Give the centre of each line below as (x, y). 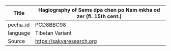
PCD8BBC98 (50, 25)
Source (17, 41)
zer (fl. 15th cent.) (99, 16)
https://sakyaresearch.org (66, 41)
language (19, 33)
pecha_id (19, 25)
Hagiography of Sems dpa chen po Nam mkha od (99, 10)
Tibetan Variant (53, 33)
